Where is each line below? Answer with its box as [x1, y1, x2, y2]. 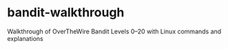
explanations [7, 34, 43, 42]
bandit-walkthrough [7, 5, 125, 20]
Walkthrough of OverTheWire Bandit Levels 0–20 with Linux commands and [7, 27, 222, 35]
